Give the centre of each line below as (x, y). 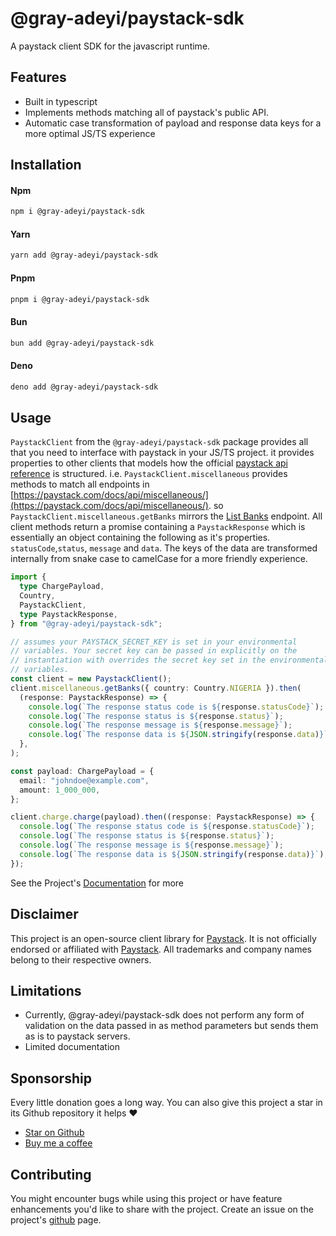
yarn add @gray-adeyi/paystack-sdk (84, 255)
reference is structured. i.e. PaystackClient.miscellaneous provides (149, 474)
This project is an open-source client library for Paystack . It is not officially (163, 938)
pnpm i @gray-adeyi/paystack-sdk (80, 299)
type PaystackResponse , (68, 614)
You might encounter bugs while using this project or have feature (146, 1198)
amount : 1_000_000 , (60, 790)
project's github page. (56, 1219)
